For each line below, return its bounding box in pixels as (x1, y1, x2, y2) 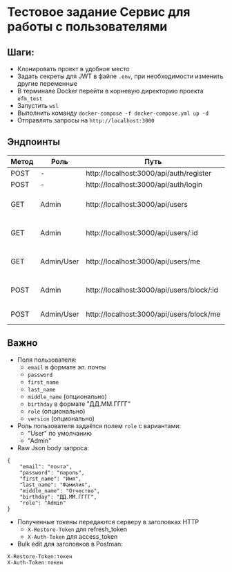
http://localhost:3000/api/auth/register (86, 168, 212, 178)
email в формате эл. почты (27, 362, 106, 371)
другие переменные (17, 80, 78, 87)
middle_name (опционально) (27, 392, 107, 400)
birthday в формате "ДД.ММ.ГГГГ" (27, 399, 131, 408)
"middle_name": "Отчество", (19, 487, 100, 495)
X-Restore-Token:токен (7, 553, 72, 560)
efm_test (17, 95, 43, 102)
